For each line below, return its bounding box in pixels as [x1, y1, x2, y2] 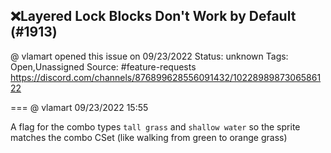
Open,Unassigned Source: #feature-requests [10, 60, 197, 73]
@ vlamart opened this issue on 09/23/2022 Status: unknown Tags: [10, 50, 289, 62]
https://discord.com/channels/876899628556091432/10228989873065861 [10, 71, 322, 83]
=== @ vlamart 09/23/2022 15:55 [10, 101, 149, 113]
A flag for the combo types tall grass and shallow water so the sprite [10, 120, 301, 133]
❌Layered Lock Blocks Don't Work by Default [10, 8, 297, 25]
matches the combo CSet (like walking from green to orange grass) [10, 131, 288, 143]
